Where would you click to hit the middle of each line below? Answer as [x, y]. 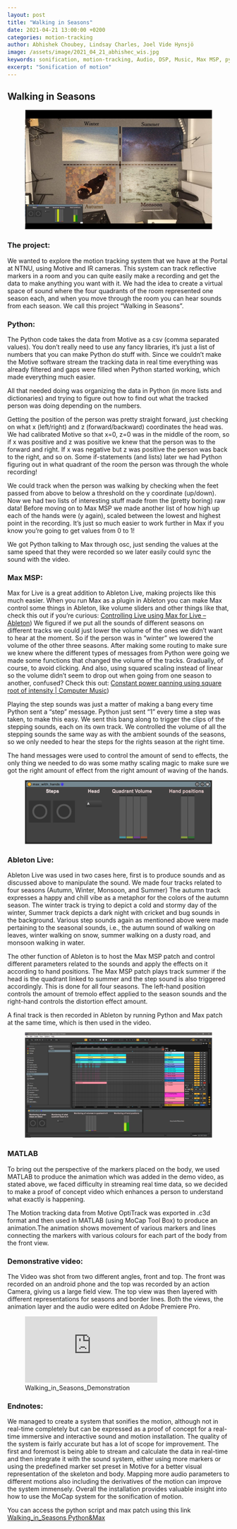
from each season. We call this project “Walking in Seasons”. [96, 306]
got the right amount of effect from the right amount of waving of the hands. [118, 771]
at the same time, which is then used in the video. [79, 1023]
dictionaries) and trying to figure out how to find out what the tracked [108, 398]
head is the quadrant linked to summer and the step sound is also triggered [116, 979]
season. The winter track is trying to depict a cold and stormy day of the [112, 905]
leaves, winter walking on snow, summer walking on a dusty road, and [109, 935]
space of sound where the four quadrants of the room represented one [110, 290]
